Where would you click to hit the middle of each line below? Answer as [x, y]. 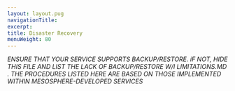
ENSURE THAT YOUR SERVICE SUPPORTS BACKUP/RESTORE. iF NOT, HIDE [117, 59]
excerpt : [20, 26]
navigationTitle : [33, 20]
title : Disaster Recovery [45, 33]
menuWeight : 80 [29, 40]
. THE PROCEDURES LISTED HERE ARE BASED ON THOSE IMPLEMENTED [114, 74]
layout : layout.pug [36, 14]
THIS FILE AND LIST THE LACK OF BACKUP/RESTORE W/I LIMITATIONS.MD [117, 67]
